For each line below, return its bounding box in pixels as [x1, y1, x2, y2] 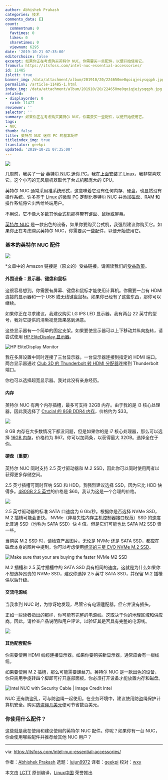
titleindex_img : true [5, 138, 50, 143]
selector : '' [5, 110, 32, 115]
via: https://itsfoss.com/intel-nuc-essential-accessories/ [5, 749, 121, 755]
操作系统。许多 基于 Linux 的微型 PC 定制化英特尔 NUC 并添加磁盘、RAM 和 [5, 194, 160, 200]
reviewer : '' [5, 105, 32, 110]
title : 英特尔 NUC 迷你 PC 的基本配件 [5, 133, 78, 138]
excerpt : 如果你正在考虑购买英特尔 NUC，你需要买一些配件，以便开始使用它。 [5, 59, 146, 64]
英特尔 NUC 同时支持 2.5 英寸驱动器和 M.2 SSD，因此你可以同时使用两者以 [5, 465, 159, 471]
